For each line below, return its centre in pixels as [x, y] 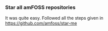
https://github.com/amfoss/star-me [41, 23]
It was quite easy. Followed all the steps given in [54, 18]
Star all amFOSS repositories [40, 7]
